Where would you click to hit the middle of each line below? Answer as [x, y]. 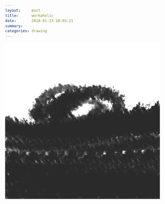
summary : [14, 26]
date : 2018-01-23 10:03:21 [39, 21]
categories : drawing [26, 31]
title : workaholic [29, 15]
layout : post [23, 10]
